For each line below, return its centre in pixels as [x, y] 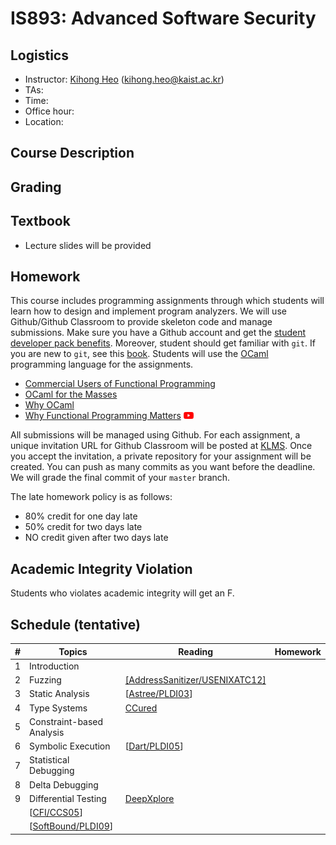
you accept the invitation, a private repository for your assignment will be [161, 456]
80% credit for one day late [81, 516]
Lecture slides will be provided [88, 245]
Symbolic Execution [70, 746]
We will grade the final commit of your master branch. [120, 478]
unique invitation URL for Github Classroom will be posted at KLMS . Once [161, 446]
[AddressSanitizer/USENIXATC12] [195, 680]
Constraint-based [66, 721]
